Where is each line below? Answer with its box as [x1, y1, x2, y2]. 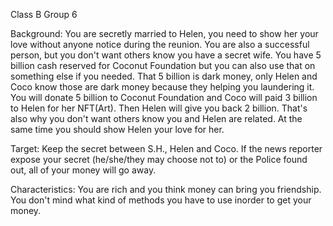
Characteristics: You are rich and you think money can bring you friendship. [10, 184, 322, 195]
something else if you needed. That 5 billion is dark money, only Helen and [10, 70, 318, 82]
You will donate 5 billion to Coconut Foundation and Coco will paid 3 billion [10, 92, 318, 103]
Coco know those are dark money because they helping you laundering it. [10, 81, 315, 93]
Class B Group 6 [10, 9, 78, 20]
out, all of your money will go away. [10, 164, 157, 176]
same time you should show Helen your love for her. [10, 124, 225, 135]
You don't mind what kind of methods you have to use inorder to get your [10, 194, 312, 206]
